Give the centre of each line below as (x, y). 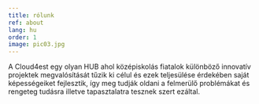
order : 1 (22, 37)
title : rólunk (31, 15)
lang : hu (22, 30)
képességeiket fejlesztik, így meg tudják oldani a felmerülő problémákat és (129, 84)
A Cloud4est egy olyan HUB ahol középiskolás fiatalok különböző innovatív (130, 66)
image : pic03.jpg (37, 45)
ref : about (26, 23)
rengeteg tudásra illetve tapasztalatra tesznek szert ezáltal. (104, 91)
